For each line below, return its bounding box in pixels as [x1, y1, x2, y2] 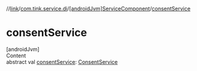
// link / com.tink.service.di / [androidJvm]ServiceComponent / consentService [6, 5, 190, 12]
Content [6, 52, 26, 59]
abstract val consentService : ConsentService [6, 58, 118, 65]
